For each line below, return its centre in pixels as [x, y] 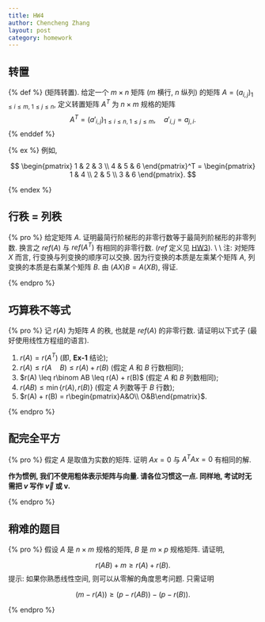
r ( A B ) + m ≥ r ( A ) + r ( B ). [133, 565]
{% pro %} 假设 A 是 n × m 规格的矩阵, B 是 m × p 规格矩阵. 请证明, [117, 549]
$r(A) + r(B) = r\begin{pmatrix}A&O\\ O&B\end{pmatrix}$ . [113, 396]
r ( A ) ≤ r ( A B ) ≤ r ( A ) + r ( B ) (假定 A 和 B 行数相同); [102, 367]
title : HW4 [26, 15]
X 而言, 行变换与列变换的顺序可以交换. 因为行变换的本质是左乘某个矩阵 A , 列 [132, 258]
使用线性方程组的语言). [52, 341]
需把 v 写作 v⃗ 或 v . [40, 486]
